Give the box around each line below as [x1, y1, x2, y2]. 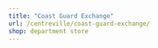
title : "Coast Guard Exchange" [8, 11, 114, 20]
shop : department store [8, 27, 89, 35]
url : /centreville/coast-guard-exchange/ [8, 20, 151, 28]
